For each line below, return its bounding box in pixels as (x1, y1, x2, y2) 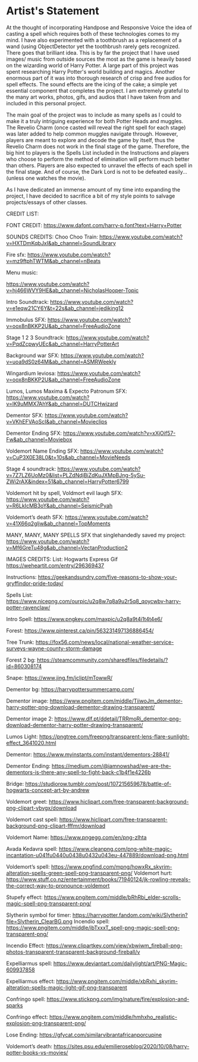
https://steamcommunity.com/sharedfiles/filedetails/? (36, 656, 168, 663)
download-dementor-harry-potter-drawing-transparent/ (6, 721, 143, 728)
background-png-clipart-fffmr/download (6, 822, 106, 829)
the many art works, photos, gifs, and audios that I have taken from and (6, 93, 181, 101)
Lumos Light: (6, 733, 38, 740)
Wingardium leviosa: (6, 369, 56, 377)
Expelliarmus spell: (6, 960, 52, 967)
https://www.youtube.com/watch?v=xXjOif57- (63, 430, 176, 437)
